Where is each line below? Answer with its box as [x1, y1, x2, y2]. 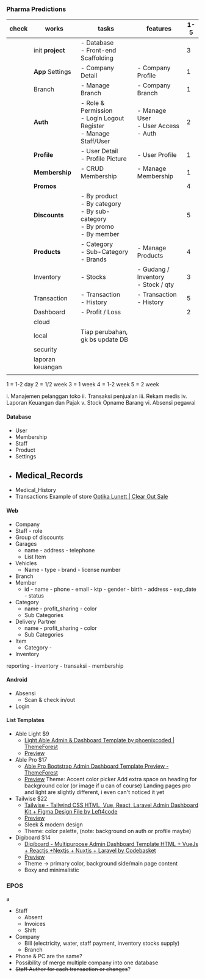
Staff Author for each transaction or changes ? [15, 966, 131, 973]
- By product [80, 192, 118, 200]
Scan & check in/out [24, 696, 75, 703]
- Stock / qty [137, 280, 174, 289]
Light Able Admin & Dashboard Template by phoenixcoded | [24, 736, 175, 743]
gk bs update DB [80, 335, 129, 344]
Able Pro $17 [15, 756, 48, 763]
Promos [33, 182, 57, 190]
